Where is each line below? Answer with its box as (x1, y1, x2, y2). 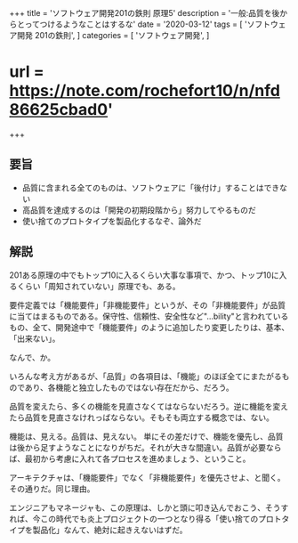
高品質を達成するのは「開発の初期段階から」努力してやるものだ (21, 204, 256, 215)
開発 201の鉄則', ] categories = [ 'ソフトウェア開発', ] (16, 30, 210, 40)
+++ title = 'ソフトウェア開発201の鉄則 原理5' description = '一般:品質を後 (9, 8, 280, 18)
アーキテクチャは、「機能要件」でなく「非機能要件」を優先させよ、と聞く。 (9, 472, 286, 482)
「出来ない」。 (9, 333, 60, 344)
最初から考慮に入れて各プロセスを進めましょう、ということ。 (24, 453, 251, 464)
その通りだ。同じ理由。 (9, 483, 95, 494)
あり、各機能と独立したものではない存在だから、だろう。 (24, 382, 234, 393)
